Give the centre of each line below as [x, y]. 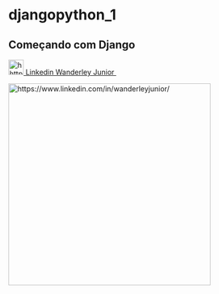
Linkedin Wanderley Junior [70, 72]
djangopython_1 [63, 15]
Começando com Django [72, 45]
